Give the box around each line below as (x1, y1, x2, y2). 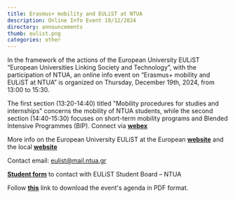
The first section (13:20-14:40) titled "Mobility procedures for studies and (7, 99, 220, 108)
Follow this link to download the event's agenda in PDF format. (7, 184, 189, 192)
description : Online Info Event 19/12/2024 (7, 17, 137, 24)
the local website (7, 143, 58, 151)
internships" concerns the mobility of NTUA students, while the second (7, 107, 213, 115)
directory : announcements (7, 23, 83, 30)
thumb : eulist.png (7, 30, 61, 37)
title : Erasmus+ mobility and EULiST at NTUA (7, 10, 142, 18)
